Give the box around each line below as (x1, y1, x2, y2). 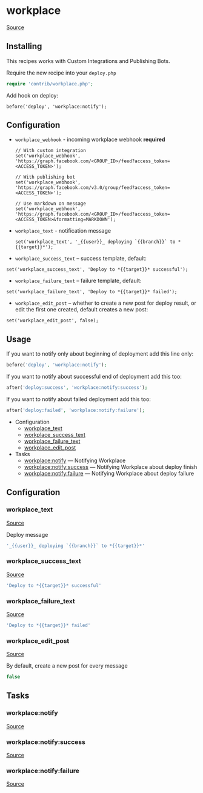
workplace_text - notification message (15, 227, 111, 234)
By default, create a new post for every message (6, 662, 128, 669)
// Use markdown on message (15, 201, 86, 207)
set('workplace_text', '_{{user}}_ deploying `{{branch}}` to (15, 239, 176, 245)
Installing (6, 41, 42, 51)
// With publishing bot (15, 174, 76, 181)
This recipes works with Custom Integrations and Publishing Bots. (6, 57, 171, 64)
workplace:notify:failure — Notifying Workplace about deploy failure (24, 469, 195, 477)
